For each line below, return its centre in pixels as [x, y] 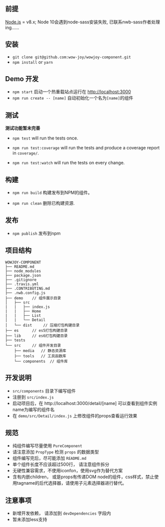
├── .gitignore [21, 280]
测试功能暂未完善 [23, 128]
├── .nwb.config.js [25, 293]
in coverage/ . [25, 153]
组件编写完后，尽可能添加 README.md [49, 458]
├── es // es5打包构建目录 [37, 330]
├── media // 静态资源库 [40, 351]
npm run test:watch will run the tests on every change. [69, 163]
